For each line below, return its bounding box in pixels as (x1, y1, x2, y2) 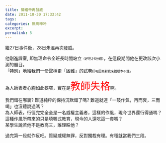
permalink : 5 (5, 30, 32, 35)
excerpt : (5, 26, 23, 31)
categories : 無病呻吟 (5, 21, 47, 26)
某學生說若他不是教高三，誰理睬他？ (5, 122, 80, 128)
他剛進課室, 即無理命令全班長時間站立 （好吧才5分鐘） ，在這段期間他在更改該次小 (5, 55, 161, 61)
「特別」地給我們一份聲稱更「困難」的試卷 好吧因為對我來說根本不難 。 (5, 68, 134, 74)
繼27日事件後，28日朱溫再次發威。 (5, 45, 77, 50)
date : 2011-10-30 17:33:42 (5, 12, 61, 17)
